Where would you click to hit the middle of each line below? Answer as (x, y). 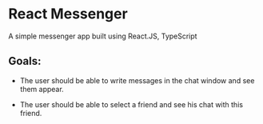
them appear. (42, 89)
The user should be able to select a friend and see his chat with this (131, 104)
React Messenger (68, 14)
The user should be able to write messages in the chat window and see (137, 80)
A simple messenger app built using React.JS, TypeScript (103, 36)
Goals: (25, 61)
